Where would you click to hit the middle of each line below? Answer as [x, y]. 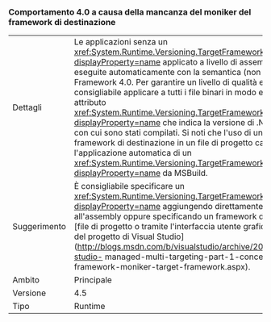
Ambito [26, 280]
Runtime [90, 307]
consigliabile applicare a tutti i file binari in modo [165, 93]
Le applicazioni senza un [121, 42]
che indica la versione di [208, 123]
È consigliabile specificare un [129, 186]
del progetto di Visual [114, 236]
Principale [93, 280]
